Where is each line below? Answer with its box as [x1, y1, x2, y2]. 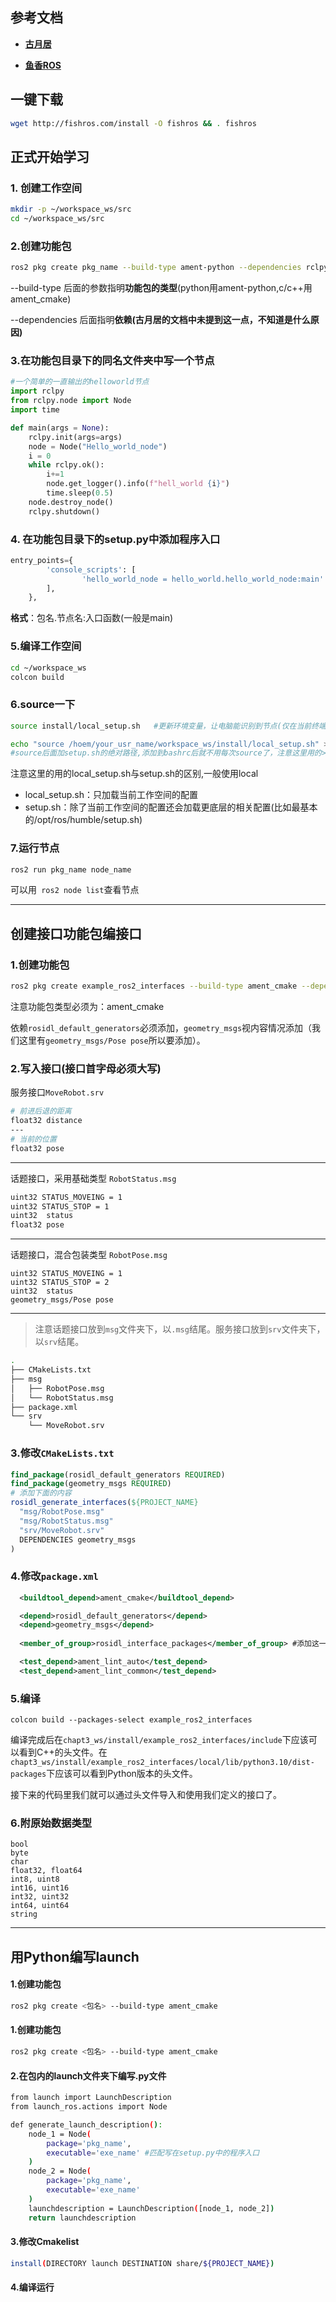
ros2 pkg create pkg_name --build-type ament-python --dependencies [10, 263, 302, 273]
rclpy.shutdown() [28, 506, 101, 517]
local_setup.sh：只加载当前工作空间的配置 [24, 789, 199, 801]
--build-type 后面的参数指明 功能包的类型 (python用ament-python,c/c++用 [10, 282, 313, 294]
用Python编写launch [10, 1948, 140, 1965]
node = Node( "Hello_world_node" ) [28, 441, 168, 452]
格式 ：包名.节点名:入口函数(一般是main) [10, 612, 174, 624]
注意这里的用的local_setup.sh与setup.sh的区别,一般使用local [10, 768, 259, 780]
